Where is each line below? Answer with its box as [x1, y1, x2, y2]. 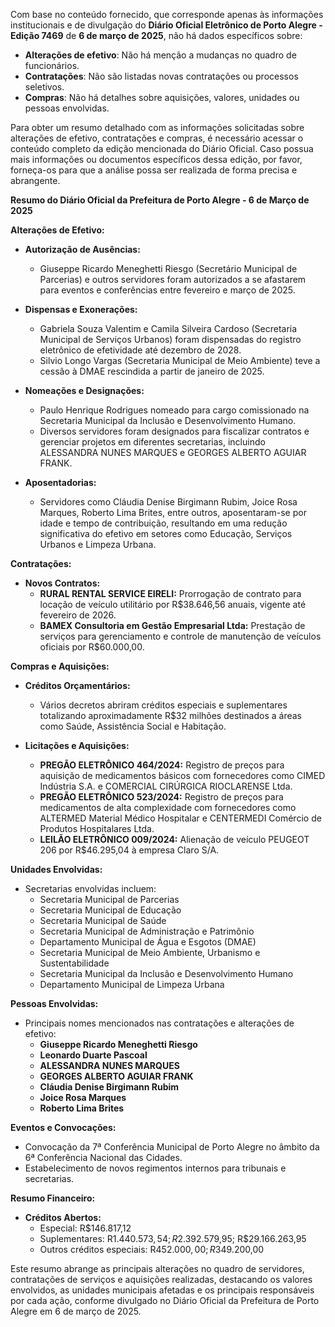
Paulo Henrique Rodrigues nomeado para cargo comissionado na [39, 404, 310, 416]
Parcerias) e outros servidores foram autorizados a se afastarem [39, 274, 307, 285]
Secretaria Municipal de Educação [39, 904, 182, 916]
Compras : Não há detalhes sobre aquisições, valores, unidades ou [24, 92, 300, 103]
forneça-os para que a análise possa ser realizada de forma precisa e [10, 164, 298, 176]
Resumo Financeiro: [10, 1192, 96, 1204]
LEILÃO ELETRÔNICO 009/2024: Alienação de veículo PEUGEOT [39, 834, 310, 845]
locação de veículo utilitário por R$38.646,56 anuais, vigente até [39, 599, 307, 610]
